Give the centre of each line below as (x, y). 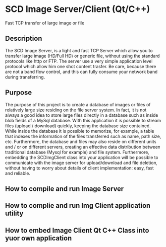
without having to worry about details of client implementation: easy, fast (80, 168)
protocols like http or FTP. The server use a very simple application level (79, 61)
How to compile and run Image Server (64, 189)
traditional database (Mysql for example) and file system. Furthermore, (77, 152)
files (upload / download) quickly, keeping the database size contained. (78, 126)
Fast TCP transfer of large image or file (45, 23)
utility (14, 213)
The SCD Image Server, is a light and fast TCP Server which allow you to (79, 50)
